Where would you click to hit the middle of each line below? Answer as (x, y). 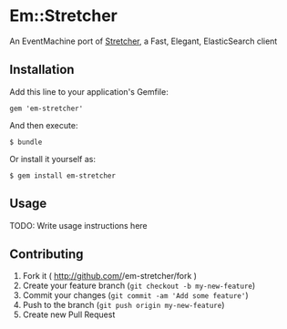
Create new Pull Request (69, 314)
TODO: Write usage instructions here (78, 225)
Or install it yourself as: (52, 159)
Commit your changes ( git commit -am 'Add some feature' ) (135, 295)
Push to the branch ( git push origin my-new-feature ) (123, 305)
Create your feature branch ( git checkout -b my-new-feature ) (139, 286)
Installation (42, 70)
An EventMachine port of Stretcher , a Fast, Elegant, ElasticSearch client (143, 41)
